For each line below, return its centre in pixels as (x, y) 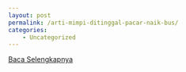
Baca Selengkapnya (41, 59)
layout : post (30, 15)
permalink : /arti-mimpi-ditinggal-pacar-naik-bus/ (93, 23)
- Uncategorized (49, 37)
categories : (28, 30)
